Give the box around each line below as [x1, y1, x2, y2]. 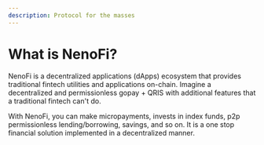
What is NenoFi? [8, 45, 118, 63]
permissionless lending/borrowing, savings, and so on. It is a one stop [8, 119, 235, 129]
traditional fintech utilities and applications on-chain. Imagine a [8, 79, 212, 89]
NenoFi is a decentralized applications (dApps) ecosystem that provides [8, 71, 242, 81]
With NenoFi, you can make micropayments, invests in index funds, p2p [8, 111, 240, 121]
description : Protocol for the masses [8, 11, 135, 20]
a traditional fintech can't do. [8, 96, 101, 106]
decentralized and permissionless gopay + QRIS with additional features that [8, 88, 256, 97]
